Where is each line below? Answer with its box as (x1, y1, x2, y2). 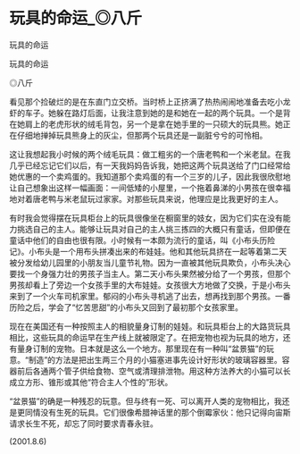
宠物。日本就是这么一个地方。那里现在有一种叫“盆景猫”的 (55, 343, 267, 354)
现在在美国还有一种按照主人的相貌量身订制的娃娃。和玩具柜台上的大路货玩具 (9, 321, 291, 332)
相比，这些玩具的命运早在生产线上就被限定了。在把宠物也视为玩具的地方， (9, 332, 283, 342)
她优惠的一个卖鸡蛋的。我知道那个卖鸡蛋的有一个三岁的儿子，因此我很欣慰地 (9, 171, 291, 181)
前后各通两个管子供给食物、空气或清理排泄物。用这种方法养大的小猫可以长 (16, 366, 291, 376)
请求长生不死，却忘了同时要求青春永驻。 (9, 417, 158, 429)
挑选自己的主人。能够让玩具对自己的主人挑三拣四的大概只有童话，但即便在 (16, 223, 291, 234)
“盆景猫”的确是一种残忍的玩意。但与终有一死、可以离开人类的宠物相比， (9, 395, 275, 407)
